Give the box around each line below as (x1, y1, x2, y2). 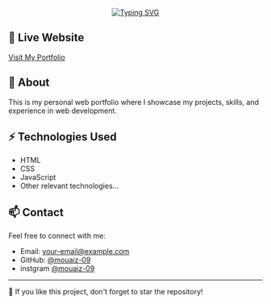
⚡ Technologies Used (8, 130, 117, 144)
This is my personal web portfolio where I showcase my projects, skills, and (8, 97, 260, 106)
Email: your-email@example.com (19, 247, 130, 256)
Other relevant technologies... (19, 181, 119, 191)
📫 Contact (8, 206, 65, 219)
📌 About (8, 76, 50, 90)
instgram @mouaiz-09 (19, 264, 95, 273)
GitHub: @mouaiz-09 (19, 255, 91, 265)
